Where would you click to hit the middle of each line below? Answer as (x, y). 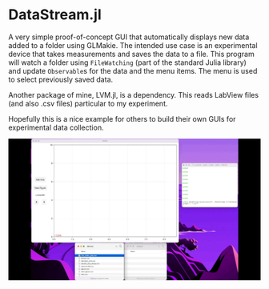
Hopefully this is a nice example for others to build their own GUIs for (122, 118)
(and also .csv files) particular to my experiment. (88, 103)
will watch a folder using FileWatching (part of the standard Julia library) (127, 62)
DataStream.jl (55, 15)
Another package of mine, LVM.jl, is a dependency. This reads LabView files (133, 94)
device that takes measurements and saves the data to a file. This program (131, 54)
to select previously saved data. (61, 79)
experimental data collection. (56, 127)
